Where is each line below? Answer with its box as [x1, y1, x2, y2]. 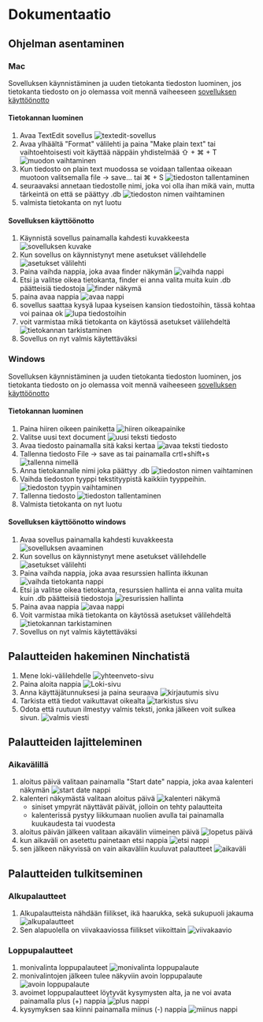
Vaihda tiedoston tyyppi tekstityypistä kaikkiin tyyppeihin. [19, 474, 206, 483]
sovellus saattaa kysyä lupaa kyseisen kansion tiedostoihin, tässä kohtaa [19, 300, 256, 310]
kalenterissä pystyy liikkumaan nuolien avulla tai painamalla [31, 811, 224, 820]
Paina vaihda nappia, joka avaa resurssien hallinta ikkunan [19, 568, 209, 577]
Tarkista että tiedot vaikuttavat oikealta [19, 696, 146, 705]
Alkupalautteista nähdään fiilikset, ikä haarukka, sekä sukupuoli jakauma [19, 908, 254, 918]
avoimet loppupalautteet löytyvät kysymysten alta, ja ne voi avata [19, 988, 232, 998]
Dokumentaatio [8, 6, 112, 24]
